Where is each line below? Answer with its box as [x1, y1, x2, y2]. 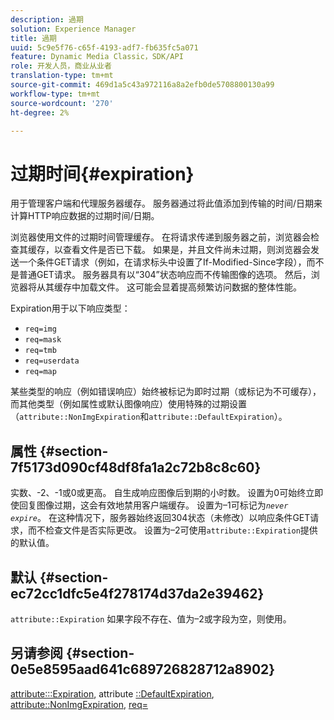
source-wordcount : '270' [10, 98, 114, 108]
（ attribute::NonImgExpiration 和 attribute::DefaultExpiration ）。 [10, 411, 288, 423]
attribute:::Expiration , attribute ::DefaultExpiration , [10, 687, 215, 700]
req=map [24, 367, 57, 377]
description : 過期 [10, 14, 84, 25]
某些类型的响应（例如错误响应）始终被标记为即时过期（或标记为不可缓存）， [10, 386, 322, 398]
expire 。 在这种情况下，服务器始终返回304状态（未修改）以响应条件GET [10, 512, 311, 524]
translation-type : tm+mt [10, 71, 114, 81]
